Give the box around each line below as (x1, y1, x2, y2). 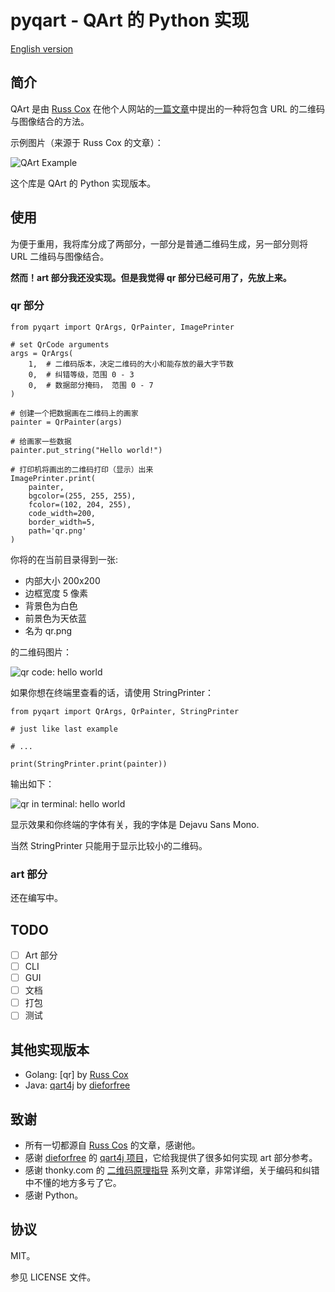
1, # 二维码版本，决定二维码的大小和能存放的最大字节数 (28, 359, 234, 369)
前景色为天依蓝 (24, 612, 87, 624)
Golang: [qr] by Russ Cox (24, 1069, 129, 1081)
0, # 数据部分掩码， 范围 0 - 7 (28, 380, 154, 390)
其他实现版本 (10, 1041, 90, 1058)
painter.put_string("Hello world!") (10, 445, 163, 455)
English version (10, 42, 74, 55)
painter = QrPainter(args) (10, 417, 123, 427)
